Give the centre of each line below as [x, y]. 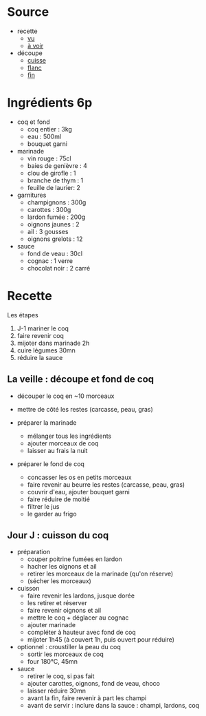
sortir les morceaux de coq [66, 654]
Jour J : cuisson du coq [58, 535]
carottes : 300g [49, 209]
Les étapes [23, 315]
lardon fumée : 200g [56, 217]
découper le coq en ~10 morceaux [66, 396]
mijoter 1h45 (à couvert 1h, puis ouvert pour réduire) [101, 640]
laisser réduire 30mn [56, 691]
